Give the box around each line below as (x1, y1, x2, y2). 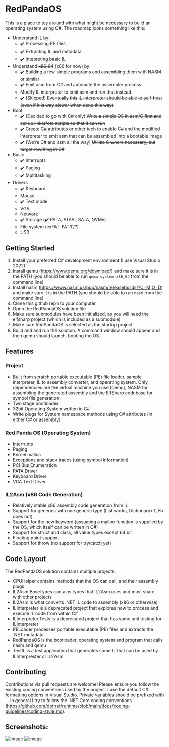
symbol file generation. (12, 395, 61, 401)
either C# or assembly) (12, 416, 61, 423)
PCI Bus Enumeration (12, 462, 57, 468)
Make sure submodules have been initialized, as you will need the (12, 311, 149, 317)
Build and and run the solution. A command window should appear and (12, 327, 160, 333)
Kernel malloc (12, 451, 41, 457)
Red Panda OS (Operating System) (5, 429, 91, 436)
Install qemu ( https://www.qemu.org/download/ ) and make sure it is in (12, 268, 158, 274)
